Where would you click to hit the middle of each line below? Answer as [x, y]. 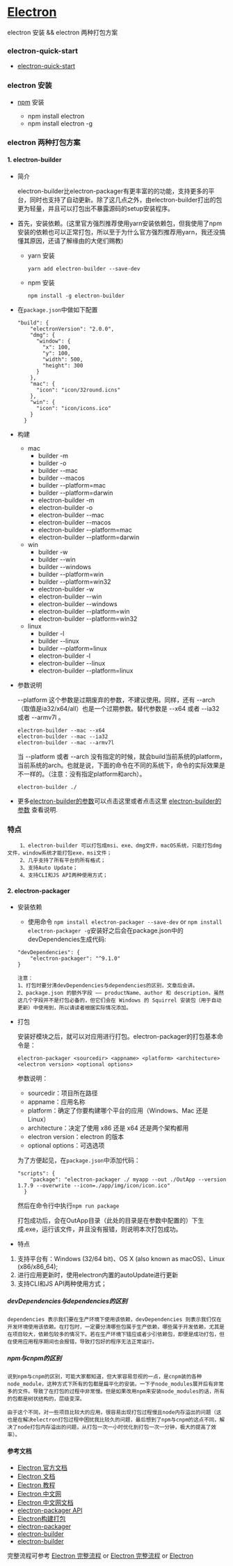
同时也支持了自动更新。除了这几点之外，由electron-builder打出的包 [126, 199]
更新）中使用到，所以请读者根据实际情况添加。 [74, 1008]
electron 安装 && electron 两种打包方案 [63, 32]
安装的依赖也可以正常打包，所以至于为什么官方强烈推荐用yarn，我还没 [118, 232]
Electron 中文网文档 [45, 1503]
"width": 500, [63, 359]
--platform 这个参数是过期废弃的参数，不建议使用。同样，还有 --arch [116, 700]
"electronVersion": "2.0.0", [72, 329]
